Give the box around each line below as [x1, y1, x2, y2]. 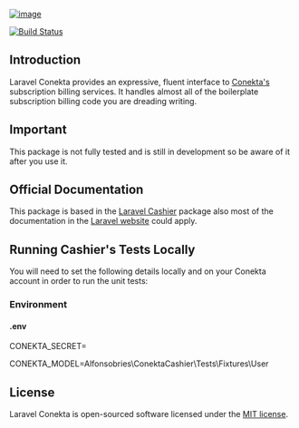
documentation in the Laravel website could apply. [9, 216, 198, 227]
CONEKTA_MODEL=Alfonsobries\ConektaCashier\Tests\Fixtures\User [9, 358, 269, 369]
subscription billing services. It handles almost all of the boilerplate [9, 86, 259, 97]
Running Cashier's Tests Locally [9, 241, 196, 258]
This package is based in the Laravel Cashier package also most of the [9, 206, 274, 217]
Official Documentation [9, 182, 144, 198]
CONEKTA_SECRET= [9, 341, 88, 352]
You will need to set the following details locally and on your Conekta [9, 266, 267, 277]
